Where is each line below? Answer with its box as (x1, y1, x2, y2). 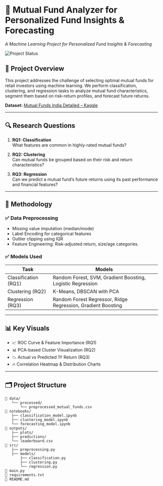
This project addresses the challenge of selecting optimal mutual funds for (5, 77, 154, 83)
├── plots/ (11, 430, 34, 435)
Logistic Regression (52, 280, 98, 287)
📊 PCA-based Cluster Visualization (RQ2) (12, 347, 96, 353)
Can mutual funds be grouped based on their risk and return (12, 156, 132, 162)
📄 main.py (5, 469, 25, 473)
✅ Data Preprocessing (5, 215, 58, 221)
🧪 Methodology (5, 200, 52, 208)
